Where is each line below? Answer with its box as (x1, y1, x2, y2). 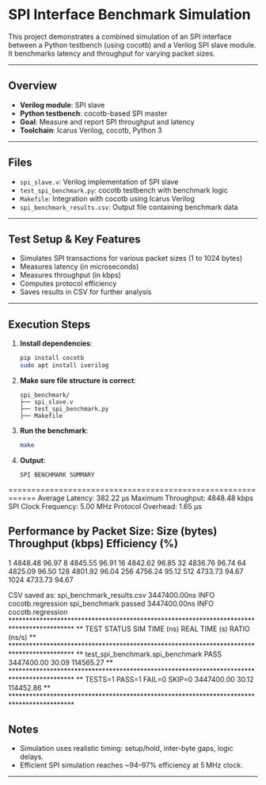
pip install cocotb (19, 354, 85, 362)
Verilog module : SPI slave (19, 100, 105, 109)
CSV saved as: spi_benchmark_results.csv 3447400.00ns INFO (8, 590, 215, 599)
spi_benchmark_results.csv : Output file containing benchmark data (19, 202, 239, 212)
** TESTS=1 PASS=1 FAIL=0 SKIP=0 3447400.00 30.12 (76, 674, 255, 684)
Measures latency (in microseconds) (19, 262, 139, 271)
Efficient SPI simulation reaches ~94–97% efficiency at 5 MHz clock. (19, 760, 243, 770)
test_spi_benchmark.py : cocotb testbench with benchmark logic (19, 185, 228, 195)
